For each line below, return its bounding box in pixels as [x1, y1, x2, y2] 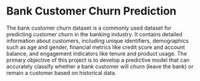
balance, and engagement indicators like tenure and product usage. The [6, 50, 187, 57]
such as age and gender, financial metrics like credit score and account [6, 44, 185, 51]
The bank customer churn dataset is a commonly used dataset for [6, 24, 172, 31]
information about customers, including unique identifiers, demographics [6, 37, 189, 44]
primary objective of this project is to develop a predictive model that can [6, 56, 190, 63]
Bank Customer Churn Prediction [6, 4, 177, 18]
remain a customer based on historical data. [6, 69, 117, 76]
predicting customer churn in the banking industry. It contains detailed [6, 30, 182, 37]
